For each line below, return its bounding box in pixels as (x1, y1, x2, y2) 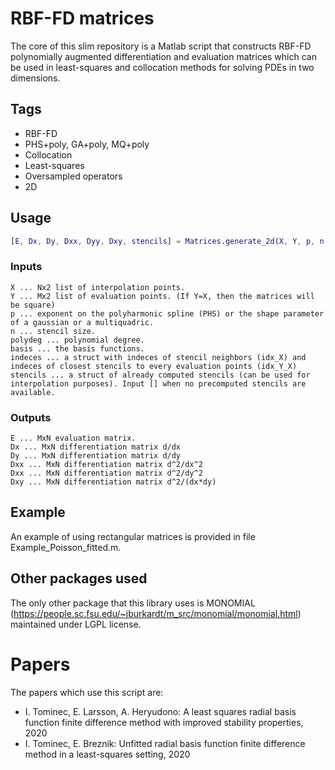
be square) (10, 300, 56, 310)
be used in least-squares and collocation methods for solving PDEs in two (10, 61, 315, 73)
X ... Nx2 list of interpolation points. (10, 282, 186, 292)
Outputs (10, 410, 52, 424)
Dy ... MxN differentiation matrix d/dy (10, 451, 182, 461)
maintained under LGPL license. (10, 618, 142, 630)
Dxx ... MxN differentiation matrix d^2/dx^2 (10, 460, 203, 470)
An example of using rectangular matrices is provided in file (10, 530, 256, 542)
